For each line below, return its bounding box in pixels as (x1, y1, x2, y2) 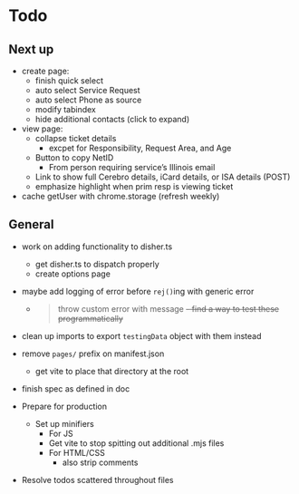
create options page (34, 268, 111, 279)
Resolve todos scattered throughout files (21, 474, 174, 485)
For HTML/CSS (48, 447, 105, 458)
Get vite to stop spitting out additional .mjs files (48, 437, 225, 449)
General (8, 217, 55, 232)
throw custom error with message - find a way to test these (57, 303, 280, 314)
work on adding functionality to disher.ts (21, 241, 173, 252)
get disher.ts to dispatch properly (34, 258, 159, 269)
